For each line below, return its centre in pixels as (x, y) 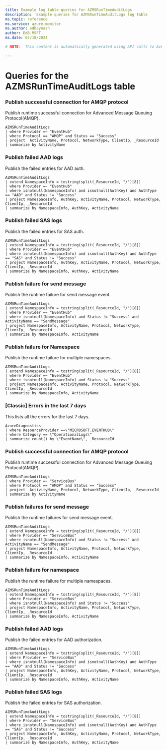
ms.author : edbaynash (28, 28)
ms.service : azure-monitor (33, 24)
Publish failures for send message (47, 507)
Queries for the (37, 76)
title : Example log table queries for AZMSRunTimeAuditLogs (69, 10)
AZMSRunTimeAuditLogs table (70, 86)
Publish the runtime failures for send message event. (59, 518)
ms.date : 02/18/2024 (27, 38)
